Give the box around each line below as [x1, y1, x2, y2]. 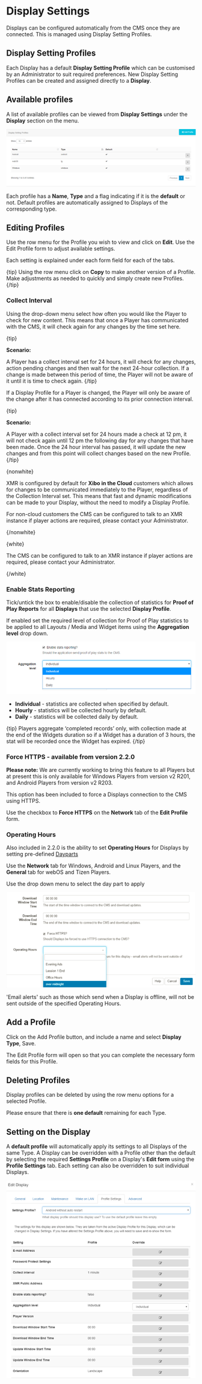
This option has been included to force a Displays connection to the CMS [6, 791, 188, 798]
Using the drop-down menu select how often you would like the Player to [6, 310, 187, 317]
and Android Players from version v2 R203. [6, 779, 113, 786]
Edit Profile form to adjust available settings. [6, 245, 115, 252]
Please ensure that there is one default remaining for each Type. [6, 1109, 167, 1117]
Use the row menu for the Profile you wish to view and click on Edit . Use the [6, 238, 195, 246]
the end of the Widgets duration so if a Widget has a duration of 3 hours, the [6, 731, 195, 738]
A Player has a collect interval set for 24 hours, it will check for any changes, [6, 358, 196, 365]
